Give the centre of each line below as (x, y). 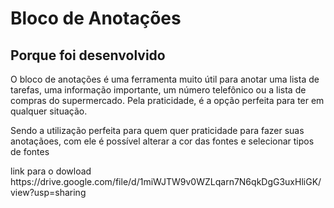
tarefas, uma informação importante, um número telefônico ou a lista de (158, 90)
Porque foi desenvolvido (88, 55)
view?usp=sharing (48, 192)
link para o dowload (51, 171)
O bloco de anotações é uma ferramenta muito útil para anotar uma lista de (165, 79)
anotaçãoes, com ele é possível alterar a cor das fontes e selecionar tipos (162, 141)
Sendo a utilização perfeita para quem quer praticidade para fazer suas (157, 130)
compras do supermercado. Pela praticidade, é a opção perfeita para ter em (167, 100)
